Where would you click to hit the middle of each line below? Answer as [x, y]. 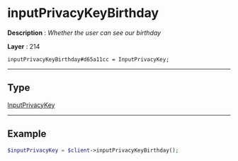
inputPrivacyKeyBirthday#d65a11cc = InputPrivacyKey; [89, 59]
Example [27, 134]
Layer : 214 [24, 46]
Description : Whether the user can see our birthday [84, 33]
